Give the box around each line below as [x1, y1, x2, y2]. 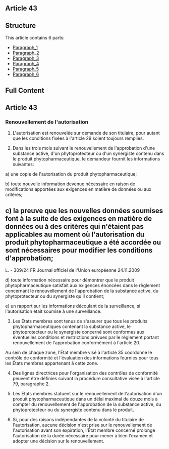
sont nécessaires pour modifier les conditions [5, 246, 153, 255]
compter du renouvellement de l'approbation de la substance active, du [12, 401, 161, 407]
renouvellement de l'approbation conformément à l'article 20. [12, 340, 140, 346]
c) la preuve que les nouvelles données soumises [5, 206, 163, 215]
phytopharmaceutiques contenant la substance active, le [12, 323, 131, 330]
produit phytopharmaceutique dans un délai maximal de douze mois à [12, 396, 158, 402]
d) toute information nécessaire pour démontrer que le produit [5, 277, 135, 283]
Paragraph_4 [12, 61, 39, 67]
